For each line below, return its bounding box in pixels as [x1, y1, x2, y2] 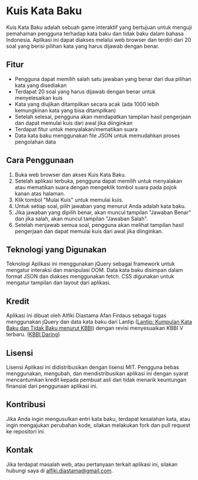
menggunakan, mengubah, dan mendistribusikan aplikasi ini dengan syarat [6, 370, 189, 377]
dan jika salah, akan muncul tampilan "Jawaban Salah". [14, 215, 148, 222]
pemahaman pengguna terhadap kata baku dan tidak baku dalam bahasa [6, 30, 184, 37]
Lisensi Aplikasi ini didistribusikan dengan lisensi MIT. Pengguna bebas [6, 364, 179, 371]
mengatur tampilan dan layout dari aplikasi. [6, 279, 111, 286]
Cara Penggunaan [6, 155, 74, 166]
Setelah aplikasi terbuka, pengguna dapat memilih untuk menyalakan [14, 177, 183, 184]
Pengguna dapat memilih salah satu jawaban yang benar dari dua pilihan [14, 75, 191, 82]
